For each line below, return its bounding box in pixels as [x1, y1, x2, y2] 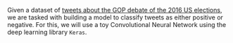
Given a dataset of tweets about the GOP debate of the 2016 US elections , [7, 6, 222, 14]
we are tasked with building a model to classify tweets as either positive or [7, 13, 224, 21]
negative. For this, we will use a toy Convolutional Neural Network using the [7, 21, 227, 28]
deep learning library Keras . [7, 28, 87, 36]
